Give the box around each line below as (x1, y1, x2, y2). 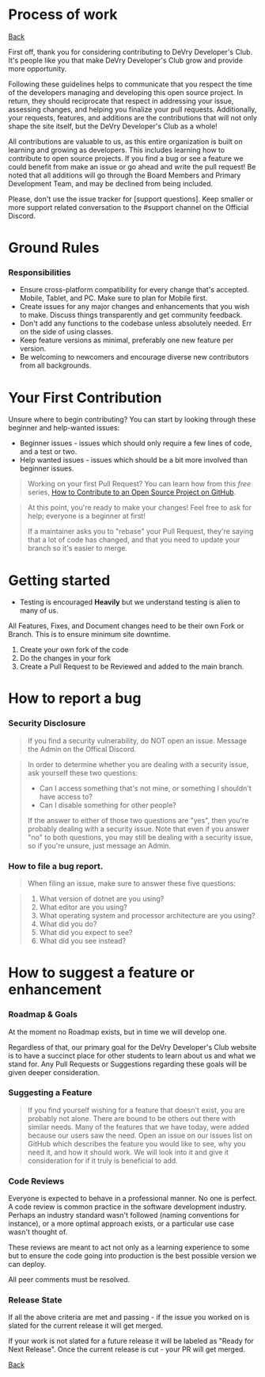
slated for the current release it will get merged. (8, 1321, 164, 1330)
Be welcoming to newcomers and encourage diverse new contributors (19, 353, 249, 362)
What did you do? (39, 919, 97, 929)
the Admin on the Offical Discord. (27, 744, 137, 753)
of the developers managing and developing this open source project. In (8, 87, 244, 97)
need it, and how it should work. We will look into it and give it (27, 1147, 229, 1157)
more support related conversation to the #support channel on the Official (8, 202, 249, 212)
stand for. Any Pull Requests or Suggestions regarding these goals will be (8, 1059, 248, 1069)
